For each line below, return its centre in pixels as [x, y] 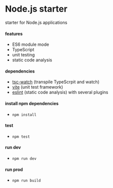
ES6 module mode [31, 44]
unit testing [23, 55]
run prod [14, 169]
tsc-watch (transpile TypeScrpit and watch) [56, 82]
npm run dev [24, 159]
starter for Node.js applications [36, 22]
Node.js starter [36, 9]
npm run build [26, 181]
